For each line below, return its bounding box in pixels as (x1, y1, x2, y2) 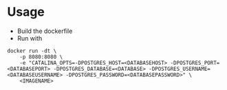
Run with (17, 34, 43, 42)
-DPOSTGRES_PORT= (170, 59, 220, 66)
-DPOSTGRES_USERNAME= (149, 65, 211, 72)
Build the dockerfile (17, 27, 73, 35)
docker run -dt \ (7, 47, 57, 54)
